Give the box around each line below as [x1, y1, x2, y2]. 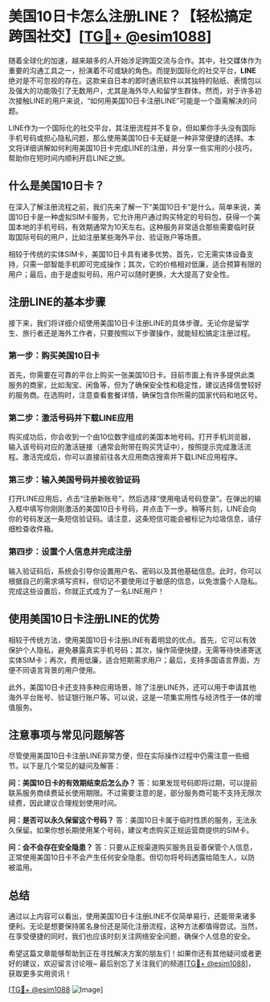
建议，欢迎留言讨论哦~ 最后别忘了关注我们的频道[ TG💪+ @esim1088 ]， [22, 959, 256, 968]
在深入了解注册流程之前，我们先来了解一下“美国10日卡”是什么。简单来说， [8, 202, 255, 212]
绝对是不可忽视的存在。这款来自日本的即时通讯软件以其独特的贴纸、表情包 [8, 76, 255, 85]
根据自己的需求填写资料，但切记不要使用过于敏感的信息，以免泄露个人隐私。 [8, 576, 262, 586]
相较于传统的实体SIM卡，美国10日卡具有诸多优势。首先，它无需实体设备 [8, 249, 247, 258]
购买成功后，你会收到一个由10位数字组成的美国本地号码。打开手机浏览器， [8, 432, 256, 442]
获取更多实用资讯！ [8, 969, 72, 979]
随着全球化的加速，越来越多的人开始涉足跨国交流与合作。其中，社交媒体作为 [8, 56, 262, 65]
